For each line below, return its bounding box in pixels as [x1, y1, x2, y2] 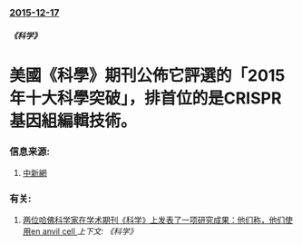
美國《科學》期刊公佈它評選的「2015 [9, 65, 286, 85]
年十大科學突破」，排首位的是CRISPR [9, 88, 282, 108]
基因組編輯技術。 [9, 111, 138, 131]
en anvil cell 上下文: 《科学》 [30, 226, 138, 237]
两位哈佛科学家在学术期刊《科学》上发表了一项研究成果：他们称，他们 [22, 215, 286, 226]
